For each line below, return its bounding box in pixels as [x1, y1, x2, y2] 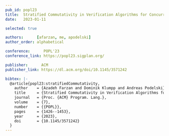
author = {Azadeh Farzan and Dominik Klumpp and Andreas [14, 86, 143, 91]
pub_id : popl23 [5, 7, 37, 13]
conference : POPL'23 [5, 49, 59, 54]
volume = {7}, [14, 100, 51, 105]
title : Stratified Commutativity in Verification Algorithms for [5, 12, 147, 17]
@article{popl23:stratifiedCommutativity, [10, 81, 100, 86]
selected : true [5, 26, 37, 31]
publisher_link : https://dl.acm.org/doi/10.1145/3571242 [5, 67, 127, 72]
